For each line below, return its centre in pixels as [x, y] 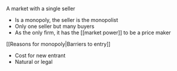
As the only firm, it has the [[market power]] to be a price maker [93, 33]
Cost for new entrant [40, 55]
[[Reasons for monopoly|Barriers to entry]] [59, 44]
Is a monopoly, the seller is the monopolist [67, 20]
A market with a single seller [41, 9]
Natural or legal [34, 62]
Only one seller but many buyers [55, 26]
